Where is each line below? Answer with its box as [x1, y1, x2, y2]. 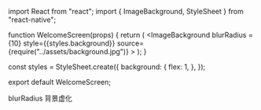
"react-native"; [8, 15, 57, 24]
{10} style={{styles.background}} [8, 38, 116, 48]
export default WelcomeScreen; [8, 78, 112, 86]
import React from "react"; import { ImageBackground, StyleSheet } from [8, 7, 244, 16]
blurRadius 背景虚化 [8, 93, 73, 103]
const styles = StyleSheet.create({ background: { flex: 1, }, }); [8, 62, 206, 71]
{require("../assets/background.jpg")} [8, 47, 130, 56]
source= [116, 38, 144, 48]
